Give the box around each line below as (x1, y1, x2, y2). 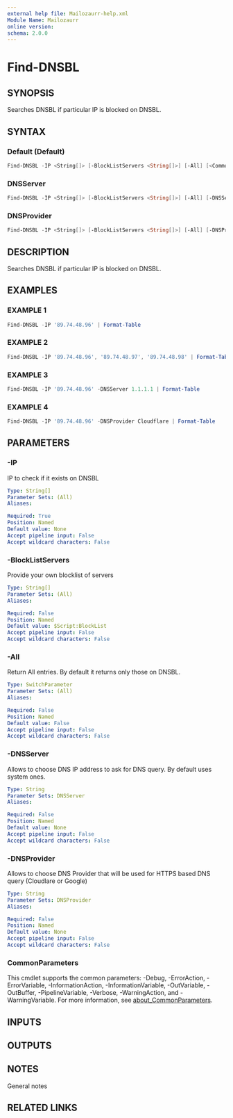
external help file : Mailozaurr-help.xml (7, 10, 129, 17)
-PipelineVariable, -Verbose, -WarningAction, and (37, 989, 179, 997)
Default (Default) (7, 147, 65, 156)
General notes (7, 1082, 48, 1090)
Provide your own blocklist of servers (7, 571, 114, 579)
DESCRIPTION (7, 246, 69, 258)
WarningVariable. (7, 996, 57, 1005)
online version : (7, 23, 54, 30)
